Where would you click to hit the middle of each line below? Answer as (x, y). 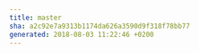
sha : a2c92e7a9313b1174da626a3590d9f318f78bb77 (100, 26)
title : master (36, 18)
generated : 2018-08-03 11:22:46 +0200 (82, 34)
